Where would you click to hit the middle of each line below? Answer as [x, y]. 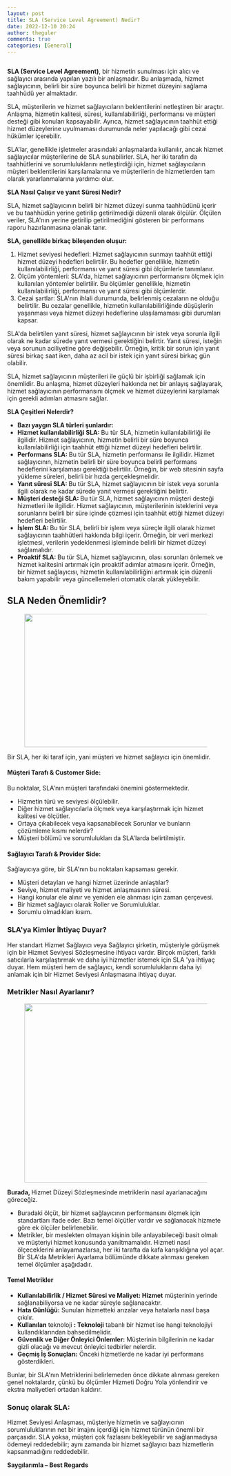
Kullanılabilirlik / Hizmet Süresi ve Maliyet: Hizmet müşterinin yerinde [117, 1296]
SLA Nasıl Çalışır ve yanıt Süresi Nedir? [64, 192]
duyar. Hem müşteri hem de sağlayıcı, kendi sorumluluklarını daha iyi [104, 967]
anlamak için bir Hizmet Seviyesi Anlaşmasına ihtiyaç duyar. [92, 974]
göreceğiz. [22, 1199]
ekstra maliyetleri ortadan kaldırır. [54, 1390]
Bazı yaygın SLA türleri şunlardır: [65, 425]
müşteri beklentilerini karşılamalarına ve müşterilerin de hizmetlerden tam [111, 171]
